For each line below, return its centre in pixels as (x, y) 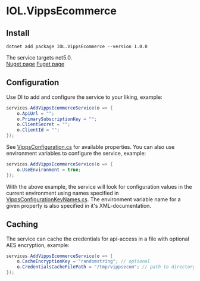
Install (18, 33)
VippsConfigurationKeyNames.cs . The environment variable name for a (93, 199)
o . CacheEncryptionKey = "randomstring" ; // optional (84, 261)
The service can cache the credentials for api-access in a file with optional (98, 239)
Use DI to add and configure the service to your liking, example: (84, 97)
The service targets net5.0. (39, 57)
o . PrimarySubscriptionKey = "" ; (57, 119)
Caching (22, 224)
